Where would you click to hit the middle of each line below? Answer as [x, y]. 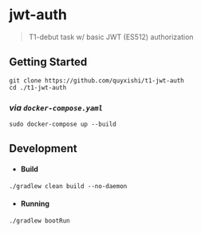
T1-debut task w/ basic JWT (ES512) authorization [111, 37]
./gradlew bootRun [39, 221]
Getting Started [48, 62]
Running [35, 204]
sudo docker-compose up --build [63, 125]
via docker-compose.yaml [56, 107]
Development [43, 149]
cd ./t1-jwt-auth [38, 87]
